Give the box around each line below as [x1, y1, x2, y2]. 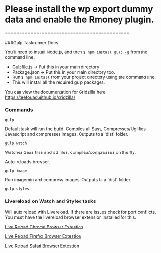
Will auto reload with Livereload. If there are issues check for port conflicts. [5, 209, 156, 215]
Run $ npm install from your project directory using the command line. [12, 74, 156, 80]
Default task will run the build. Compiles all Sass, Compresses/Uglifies [5, 126, 146, 132]
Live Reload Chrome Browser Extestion [5, 224, 84, 229]
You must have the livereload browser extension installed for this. [5, 214, 137, 220]
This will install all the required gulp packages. [12, 79, 105, 85]
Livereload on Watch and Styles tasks [5, 198, 96, 204]
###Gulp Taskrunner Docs [5, 39, 59, 45]
